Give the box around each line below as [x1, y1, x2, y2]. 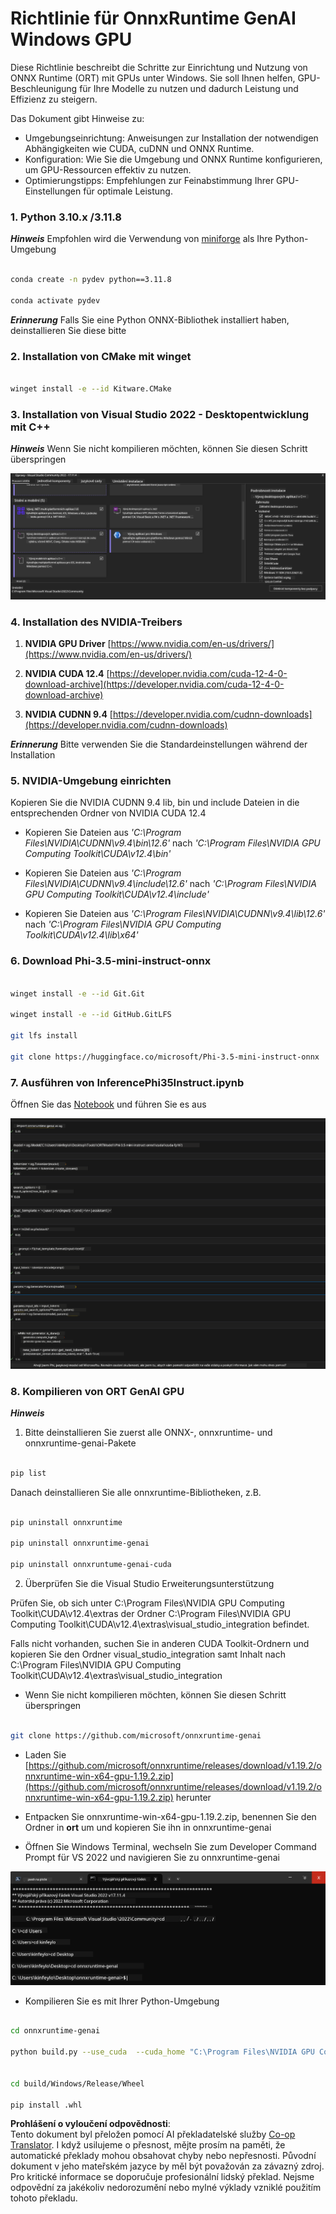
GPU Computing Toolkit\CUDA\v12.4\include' [24, 888, 210, 901]
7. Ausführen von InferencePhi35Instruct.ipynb [10, 1075, 245, 1089]
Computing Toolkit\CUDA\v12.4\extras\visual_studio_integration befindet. [10, 1618, 310, 1630]
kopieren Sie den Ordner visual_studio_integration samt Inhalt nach [10, 1648, 286, 1660]
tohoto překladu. [10, 2192, 78, 2204]
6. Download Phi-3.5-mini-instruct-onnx [10, 954, 212, 968]
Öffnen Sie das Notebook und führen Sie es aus [10, 1098, 207, 1111]
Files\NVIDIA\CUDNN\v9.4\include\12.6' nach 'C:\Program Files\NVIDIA [24, 878, 317, 890]
